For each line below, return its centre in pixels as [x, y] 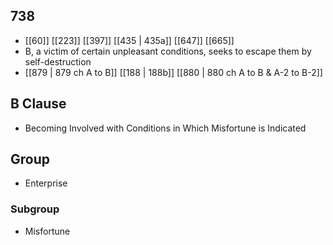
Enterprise [46, 183]
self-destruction [58, 61]
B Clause [38, 104]
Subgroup [35, 209]
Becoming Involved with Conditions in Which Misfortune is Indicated [165, 128]
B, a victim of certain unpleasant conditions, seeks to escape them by [168, 51]
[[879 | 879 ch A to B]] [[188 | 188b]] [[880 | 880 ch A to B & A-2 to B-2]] [173, 72]
